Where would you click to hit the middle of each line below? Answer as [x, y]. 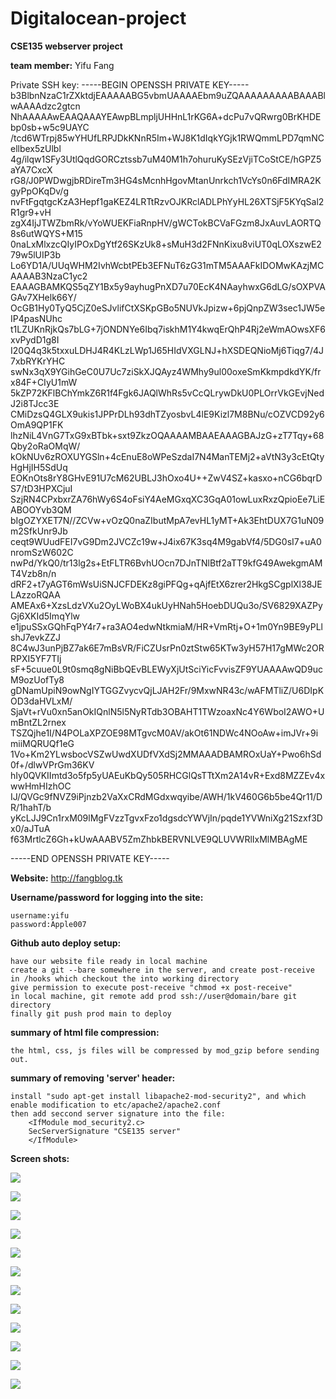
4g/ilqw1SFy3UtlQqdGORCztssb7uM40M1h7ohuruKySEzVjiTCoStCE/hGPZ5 [166, 159]
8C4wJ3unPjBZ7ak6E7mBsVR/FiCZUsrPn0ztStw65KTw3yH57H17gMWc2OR [167, 648]
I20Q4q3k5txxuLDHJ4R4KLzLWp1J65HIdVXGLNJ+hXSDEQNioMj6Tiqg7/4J [167, 350]
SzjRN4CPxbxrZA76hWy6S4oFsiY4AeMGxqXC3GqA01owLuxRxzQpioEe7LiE [168, 499]
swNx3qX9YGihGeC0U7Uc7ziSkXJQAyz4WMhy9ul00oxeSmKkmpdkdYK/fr [166, 371]
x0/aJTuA [30, 828]
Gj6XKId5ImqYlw [45, 616]
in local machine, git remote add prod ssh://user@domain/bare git [154, 996]
